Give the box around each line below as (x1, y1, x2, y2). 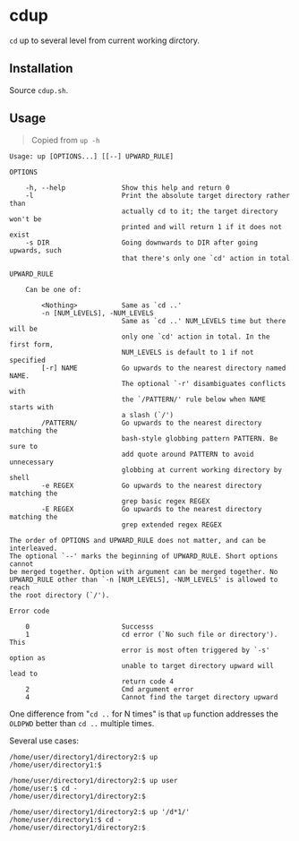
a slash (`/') (121, 410, 175, 419)
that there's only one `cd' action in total (121, 253, 291, 262)
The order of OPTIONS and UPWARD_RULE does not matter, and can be (9, 536, 267, 545)
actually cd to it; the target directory (121, 207, 278, 216)
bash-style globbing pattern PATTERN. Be (121, 433, 278, 443)
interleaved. (9, 544, 58, 553)
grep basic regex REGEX (121, 496, 210, 506)
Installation (9, 61, 73, 76)
